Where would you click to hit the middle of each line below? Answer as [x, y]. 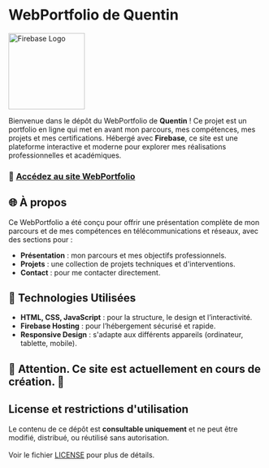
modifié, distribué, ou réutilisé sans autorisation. [89, 437]
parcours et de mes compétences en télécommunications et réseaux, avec [133, 231]
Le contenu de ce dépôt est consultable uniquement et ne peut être [123, 429]
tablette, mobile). [48, 344]
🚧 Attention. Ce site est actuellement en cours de [135, 368]
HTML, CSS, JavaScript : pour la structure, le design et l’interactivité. [136, 318]
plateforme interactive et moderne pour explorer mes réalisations [117, 146]
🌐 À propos [38, 203]
